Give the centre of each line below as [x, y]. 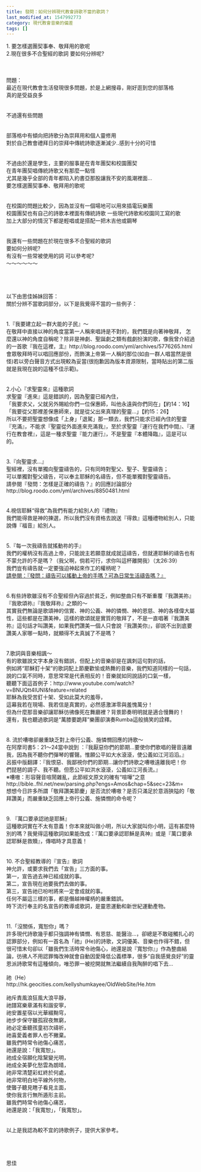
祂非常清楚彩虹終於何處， [38, 1073]
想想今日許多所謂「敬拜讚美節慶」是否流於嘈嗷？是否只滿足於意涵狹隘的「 [98, 791]
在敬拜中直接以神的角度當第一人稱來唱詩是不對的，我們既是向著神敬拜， [95, 331]
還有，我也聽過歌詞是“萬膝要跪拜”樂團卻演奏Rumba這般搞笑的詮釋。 [91, 720]
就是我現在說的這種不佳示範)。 [44, 369]
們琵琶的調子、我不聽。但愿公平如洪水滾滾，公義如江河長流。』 [83, 770]
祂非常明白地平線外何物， [38, 1080]
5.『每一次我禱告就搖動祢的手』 [45, 546]
